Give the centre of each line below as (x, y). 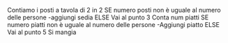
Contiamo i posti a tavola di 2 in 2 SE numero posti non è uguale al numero (114, 10)
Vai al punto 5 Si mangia (42, 32)
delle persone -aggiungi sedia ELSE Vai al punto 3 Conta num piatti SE (108, 17)
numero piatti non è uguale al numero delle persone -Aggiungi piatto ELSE (113, 25)
